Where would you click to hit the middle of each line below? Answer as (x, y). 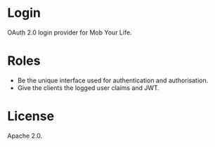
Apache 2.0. (25, 136)
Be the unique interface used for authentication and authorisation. (113, 80)
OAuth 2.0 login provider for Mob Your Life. (70, 32)
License (31, 116)
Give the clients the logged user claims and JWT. (89, 88)
